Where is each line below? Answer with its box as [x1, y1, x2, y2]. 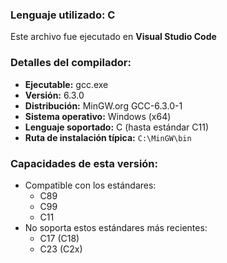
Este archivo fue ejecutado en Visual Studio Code [10, 31, 217, 43]
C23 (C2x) [39, 243, 83, 255]
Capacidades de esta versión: [10, 156, 159, 170]
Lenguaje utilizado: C [10, 8, 116, 22]
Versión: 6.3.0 [24, 89, 85, 101]
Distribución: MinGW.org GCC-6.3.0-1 [24, 99, 183, 112]
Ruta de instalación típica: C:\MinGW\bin [24, 131, 192, 143]
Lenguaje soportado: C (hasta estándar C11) [24, 121, 210, 133]
